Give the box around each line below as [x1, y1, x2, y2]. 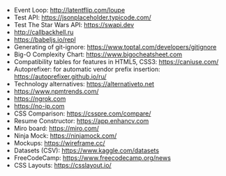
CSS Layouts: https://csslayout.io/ [13, 161, 112, 169]
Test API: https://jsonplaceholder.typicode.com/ [13, 13, 151, 22]
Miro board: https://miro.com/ [13, 125, 100, 132]
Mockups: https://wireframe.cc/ [13, 139, 106, 147]
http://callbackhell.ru [13, 28, 74, 36]
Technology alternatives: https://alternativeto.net [13, 80, 155, 88]
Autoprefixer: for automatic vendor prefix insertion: [13, 65, 160, 73]
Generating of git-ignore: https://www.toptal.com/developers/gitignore [13, 43, 217, 51]
